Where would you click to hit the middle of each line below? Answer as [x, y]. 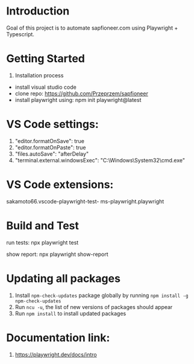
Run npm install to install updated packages [70, 313]
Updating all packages [63, 278]
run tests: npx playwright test [42, 242]
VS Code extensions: [60, 185]
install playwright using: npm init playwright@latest [78, 100]
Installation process [39, 75]
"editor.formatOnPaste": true [50, 147]
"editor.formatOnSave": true [49, 141]
